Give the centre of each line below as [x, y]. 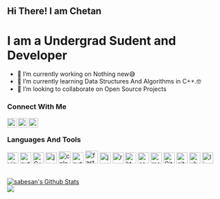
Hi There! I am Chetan [54, 11]
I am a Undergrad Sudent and [91, 41]
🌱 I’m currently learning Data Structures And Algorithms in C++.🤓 [109, 81]
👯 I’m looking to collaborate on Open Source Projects [91, 89]
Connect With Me [37, 107]
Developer [37, 55]
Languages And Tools [44, 140]
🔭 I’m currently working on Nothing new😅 [76, 74]
